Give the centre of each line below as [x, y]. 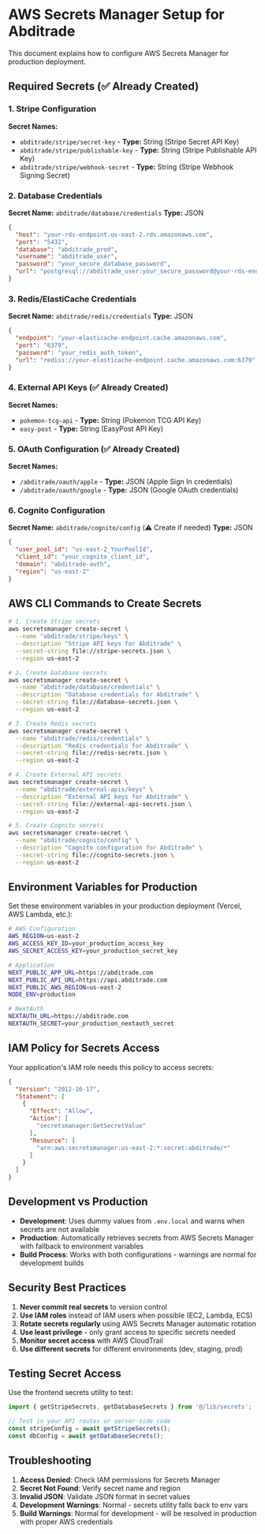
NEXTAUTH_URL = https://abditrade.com [68, 1016]
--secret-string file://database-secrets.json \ [97, 702]
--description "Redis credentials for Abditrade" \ [102, 746]
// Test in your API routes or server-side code [90, 1421]
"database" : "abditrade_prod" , [67, 249]
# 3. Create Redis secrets [52, 724]
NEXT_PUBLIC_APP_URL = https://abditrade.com [81, 972]
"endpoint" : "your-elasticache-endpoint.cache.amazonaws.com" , [121, 338]
